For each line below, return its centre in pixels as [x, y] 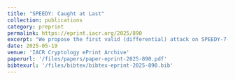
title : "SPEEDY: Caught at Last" [56, 14]
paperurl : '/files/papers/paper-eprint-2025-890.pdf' [87, 59]
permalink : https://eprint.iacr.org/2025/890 [74, 33]
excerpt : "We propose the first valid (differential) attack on [103, 40]
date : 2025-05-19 [33, 46]
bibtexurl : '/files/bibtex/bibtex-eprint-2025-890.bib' [90, 65]
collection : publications [45, 20]
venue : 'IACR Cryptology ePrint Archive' [69, 53]
